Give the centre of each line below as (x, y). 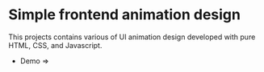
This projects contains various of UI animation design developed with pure (132, 37)
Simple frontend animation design (124, 15)
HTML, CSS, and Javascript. (55, 45)
